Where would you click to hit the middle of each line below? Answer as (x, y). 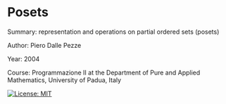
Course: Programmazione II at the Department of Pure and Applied (104, 72)
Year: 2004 (24, 59)
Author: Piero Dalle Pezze (44, 45)
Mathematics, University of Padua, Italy (64, 80)
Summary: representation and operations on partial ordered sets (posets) (113, 32)
